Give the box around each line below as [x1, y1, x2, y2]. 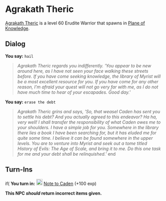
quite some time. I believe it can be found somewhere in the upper [17, 135, 153, 141]
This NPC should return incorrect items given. [5, 190, 102, 196]
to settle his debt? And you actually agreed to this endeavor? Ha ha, [17, 114, 158, 120]
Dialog [5, 40, 26, 48]
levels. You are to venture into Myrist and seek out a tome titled [17, 140, 148, 146]
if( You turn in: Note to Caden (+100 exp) [5, 181, 97, 187]
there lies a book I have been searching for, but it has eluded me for [17, 130, 157, 136]
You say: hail [5, 53, 34, 59]
